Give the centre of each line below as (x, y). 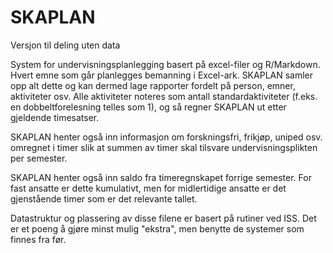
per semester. (39, 158)
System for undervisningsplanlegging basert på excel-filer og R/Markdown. (165, 64)
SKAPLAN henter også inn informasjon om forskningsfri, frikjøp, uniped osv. (166, 137)
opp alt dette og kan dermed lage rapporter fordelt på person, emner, (153, 85)
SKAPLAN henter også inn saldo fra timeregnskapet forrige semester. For (161, 177)
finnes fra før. (38, 239)
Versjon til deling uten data (65, 45)
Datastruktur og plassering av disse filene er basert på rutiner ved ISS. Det (163, 218)
